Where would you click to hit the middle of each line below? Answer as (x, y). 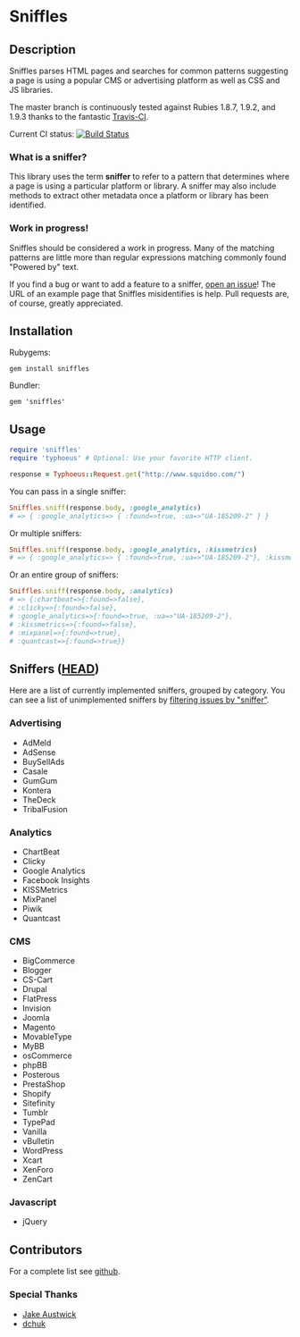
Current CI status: (42, 134)
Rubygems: (30, 353)
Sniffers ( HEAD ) (54, 669)
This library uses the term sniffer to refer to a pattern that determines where (150, 177)
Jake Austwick (49, 1314)
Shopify (37, 1094)
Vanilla (34, 1131)
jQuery (34, 1222)
